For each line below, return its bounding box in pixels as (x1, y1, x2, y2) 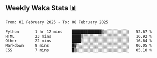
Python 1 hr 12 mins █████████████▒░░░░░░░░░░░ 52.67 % (5, 29, 152, 34)
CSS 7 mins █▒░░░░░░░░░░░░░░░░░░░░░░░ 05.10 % (5, 48, 152, 53)
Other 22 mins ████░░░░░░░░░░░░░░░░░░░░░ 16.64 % (5, 38, 152, 44)
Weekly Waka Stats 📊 (5, 4, 77, 12)
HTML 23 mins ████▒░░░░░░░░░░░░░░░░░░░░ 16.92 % (5, 34, 152, 39)
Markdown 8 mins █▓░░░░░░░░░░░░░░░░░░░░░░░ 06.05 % (5, 43, 152, 48)
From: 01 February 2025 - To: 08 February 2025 (5, 19, 109, 25)
